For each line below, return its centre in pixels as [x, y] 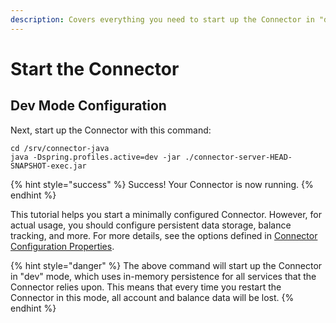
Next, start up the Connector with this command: [111, 130]
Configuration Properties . [62, 246]
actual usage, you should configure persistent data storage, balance [151, 225]
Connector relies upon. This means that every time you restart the [146, 287]
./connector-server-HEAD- [238, 157]
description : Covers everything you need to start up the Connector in [162, 19]
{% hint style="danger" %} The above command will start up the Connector [166, 265]
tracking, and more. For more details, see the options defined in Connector [164, 235]
